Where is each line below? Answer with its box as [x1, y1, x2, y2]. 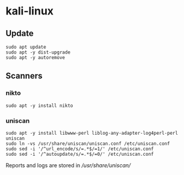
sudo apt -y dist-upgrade [5, 49, 70, 55]
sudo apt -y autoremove [5, 55, 66, 61]
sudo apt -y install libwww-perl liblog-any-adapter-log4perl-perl [5, 130, 179, 136]
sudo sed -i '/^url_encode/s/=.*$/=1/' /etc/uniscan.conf [5, 146, 154, 152]
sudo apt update [5, 44, 46, 50]
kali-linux [5, 4, 54, 18]
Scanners [5, 71, 43, 81]
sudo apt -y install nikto [5, 102, 73, 109]
